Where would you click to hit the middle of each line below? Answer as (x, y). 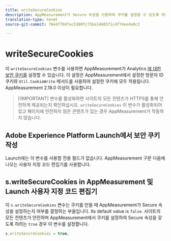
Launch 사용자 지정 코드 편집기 (51, 192)
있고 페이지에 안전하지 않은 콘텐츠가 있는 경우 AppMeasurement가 (84, 111)
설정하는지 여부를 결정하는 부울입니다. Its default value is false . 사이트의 (88, 211)
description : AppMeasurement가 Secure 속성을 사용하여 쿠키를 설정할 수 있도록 (82, 15)
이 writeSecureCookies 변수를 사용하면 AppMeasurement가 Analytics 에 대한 (83, 69)
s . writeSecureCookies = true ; (37, 233)
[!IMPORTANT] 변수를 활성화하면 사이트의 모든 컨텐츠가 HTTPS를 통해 (88, 99)
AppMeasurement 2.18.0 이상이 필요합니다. (49, 88)
